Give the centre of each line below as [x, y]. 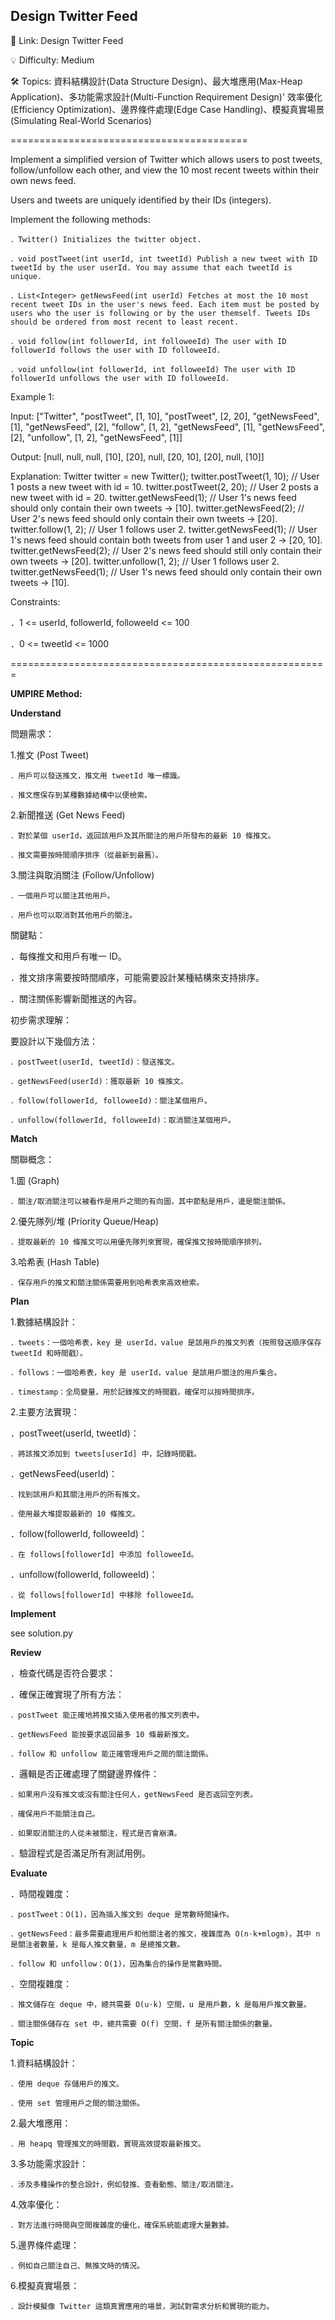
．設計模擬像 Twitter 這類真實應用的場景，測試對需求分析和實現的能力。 [142, 2306]
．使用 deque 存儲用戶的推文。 [67, 2084]
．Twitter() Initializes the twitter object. [106, 239]
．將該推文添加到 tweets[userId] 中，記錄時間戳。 [106, 1454]
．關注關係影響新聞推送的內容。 [76, 998]
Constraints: [35, 601]
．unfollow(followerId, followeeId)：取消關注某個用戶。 [123, 1120]
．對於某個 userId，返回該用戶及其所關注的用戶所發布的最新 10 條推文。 [143, 835]
